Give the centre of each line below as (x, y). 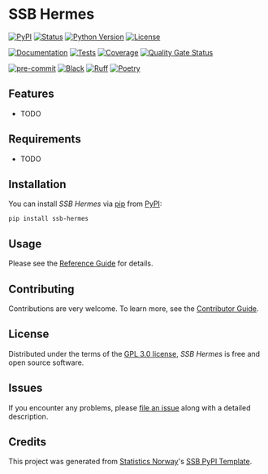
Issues (26, 388)
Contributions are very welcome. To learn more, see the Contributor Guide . (134, 309)
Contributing (41, 289)
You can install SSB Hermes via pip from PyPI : (85, 204)
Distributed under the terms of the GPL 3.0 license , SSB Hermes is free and (134, 353)
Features (31, 94)
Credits (28, 442)
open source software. (46, 362)
